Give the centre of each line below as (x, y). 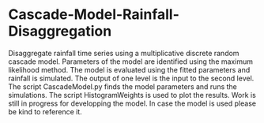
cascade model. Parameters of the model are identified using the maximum (130, 61)
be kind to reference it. (45, 111)
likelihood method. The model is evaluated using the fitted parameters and (129, 69)
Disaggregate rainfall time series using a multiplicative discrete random (124, 53)
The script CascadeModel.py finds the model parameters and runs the (123, 86)
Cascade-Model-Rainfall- (94, 15)
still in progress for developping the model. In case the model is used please (132, 103)
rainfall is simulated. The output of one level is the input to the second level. (131, 78)
